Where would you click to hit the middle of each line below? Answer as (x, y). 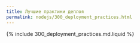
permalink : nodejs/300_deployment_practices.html (69, 17)
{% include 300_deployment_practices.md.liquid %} (70, 34)
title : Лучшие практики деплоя (45, 11)
